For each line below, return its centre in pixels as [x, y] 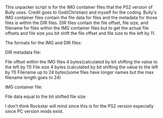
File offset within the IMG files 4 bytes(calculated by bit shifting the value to [81, 62]
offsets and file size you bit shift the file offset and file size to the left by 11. [80, 33]
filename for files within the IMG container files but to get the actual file [77, 28]
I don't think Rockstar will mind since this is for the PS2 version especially [79, 106]
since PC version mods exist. [34, 111]
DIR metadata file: [23, 52]
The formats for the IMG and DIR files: [43, 43]
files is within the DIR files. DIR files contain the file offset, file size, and [77, 23]
